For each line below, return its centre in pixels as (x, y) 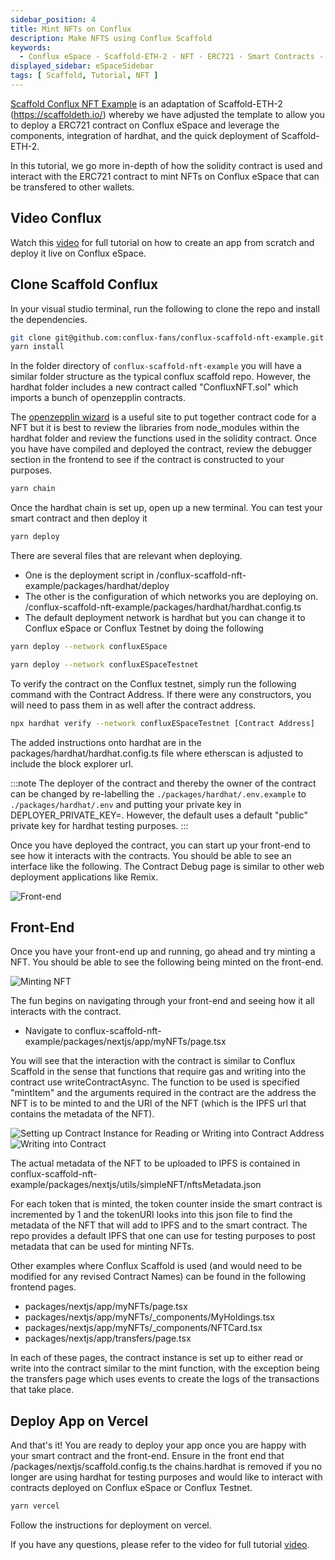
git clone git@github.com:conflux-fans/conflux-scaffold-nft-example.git (167, 337)
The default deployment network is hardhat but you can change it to (165, 617)
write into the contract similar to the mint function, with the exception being (165, 1368)
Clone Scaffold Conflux (84, 284)
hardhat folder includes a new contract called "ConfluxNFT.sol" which (154, 387)
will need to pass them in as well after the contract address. (133, 705)
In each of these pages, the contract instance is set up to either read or (157, 1358)
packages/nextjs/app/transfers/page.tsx (108, 1338)
